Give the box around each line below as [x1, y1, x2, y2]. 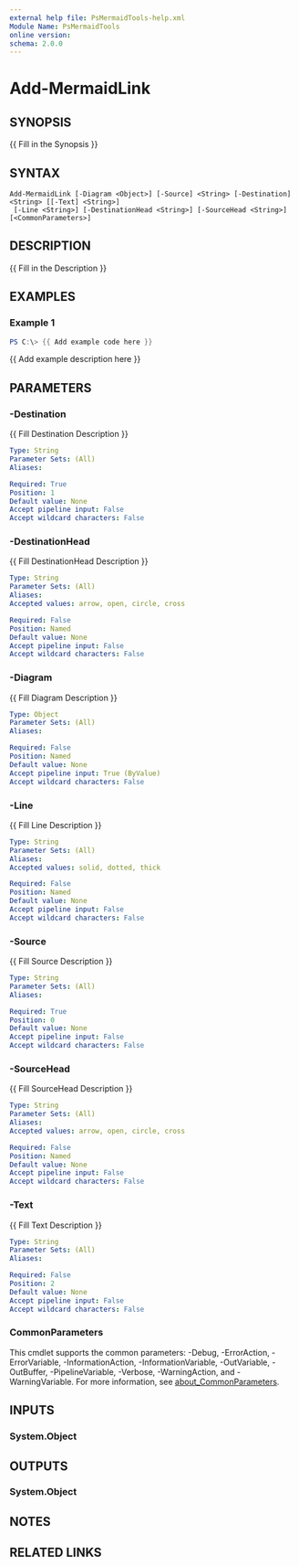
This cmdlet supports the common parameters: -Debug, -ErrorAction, [9, 1347, 271, 1358]
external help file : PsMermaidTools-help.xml [9, 13, 185, 23]
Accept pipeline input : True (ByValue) [9, 769, 161, 778]
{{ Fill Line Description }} [9, 819, 102, 830]
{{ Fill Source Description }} [9, 956, 113, 967]
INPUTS [9, 1402, 55, 1418]
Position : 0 [9, 1016, 55, 1025]
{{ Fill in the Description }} [9, 262, 108, 273]
